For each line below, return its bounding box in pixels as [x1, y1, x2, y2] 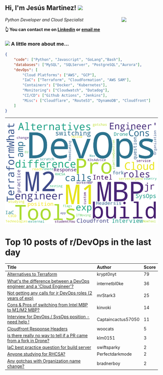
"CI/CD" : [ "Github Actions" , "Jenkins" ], [22, 93, 108, 98]
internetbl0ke [97, 281, 124, 287]
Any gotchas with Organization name [7, 358, 81, 364]
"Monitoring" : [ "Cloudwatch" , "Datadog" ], [22, 88, 110, 93]
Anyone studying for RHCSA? [7, 351, 65, 357]
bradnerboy [97, 360, 120, 366]
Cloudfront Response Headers [7, 325, 68, 332]
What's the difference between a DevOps [7, 278, 90, 284]
